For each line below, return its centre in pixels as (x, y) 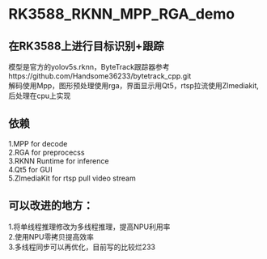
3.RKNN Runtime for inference (59, 161)
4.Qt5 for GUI (30, 169)
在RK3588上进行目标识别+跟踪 (86, 46)
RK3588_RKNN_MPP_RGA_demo (122, 14)
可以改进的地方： (51, 206)
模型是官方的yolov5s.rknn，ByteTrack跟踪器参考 (89, 67)
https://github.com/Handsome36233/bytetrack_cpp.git (100, 76)
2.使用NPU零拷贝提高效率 (51, 236)
